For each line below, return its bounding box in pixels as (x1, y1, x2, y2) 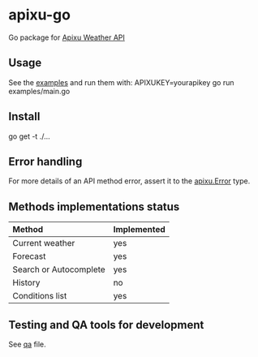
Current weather (12, 238, 75, 249)
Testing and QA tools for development (8, 318, 204, 332)
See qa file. (8, 339, 46, 349)
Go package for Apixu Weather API (8, 32, 126, 42)
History (12, 277, 41, 289)
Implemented (113, 224, 166, 235)
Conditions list (12, 290, 67, 302)
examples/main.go (8, 86, 71, 96)
